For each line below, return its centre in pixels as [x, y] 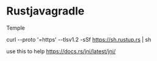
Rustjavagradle [45, 11]
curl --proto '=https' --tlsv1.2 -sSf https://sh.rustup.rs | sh [79, 39]
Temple [16, 28]
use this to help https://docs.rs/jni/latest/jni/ [61, 51]
